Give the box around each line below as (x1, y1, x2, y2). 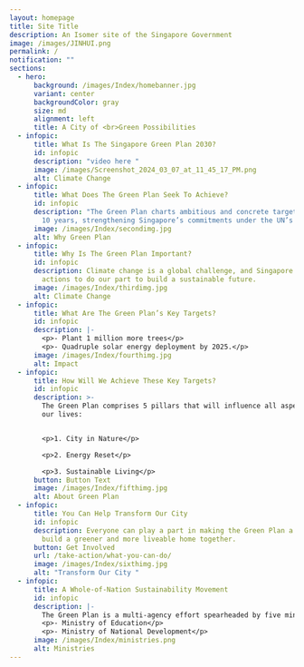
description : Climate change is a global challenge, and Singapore (33, 267, 294, 276)
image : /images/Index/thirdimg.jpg (33, 283, 168, 292)
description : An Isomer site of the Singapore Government (9, 30, 233, 39)
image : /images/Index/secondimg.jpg (33, 224, 172, 233)
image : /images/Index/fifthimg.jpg (33, 484, 168, 493)
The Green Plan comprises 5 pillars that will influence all (42, 401, 278, 411)
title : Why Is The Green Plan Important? (33, 250, 193, 259)
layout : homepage (9, 13, 75, 23)
